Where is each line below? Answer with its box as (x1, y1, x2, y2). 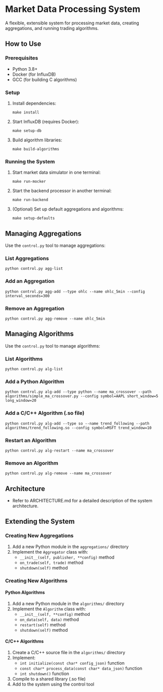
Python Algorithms (5, 589, 45, 595)
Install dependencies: (12, 100, 56, 106)
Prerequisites (5, 55, 38, 62)
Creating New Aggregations (5, 532, 74, 539)
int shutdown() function (19, 671, 69, 677)
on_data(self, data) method (19, 616, 79, 622)
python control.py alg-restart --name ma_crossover (5, 448, 114, 453)
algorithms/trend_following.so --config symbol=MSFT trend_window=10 (5, 425, 152, 430)
